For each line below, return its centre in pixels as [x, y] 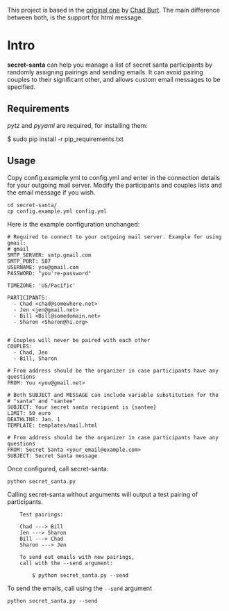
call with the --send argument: [66, 563]
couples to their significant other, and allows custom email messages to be [114, 79]
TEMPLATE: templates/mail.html [52, 425]
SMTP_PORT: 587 [29, 261]
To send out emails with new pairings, [77, 557]
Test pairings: [42, 514]
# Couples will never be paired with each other [79, 340]
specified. [22, 87]
